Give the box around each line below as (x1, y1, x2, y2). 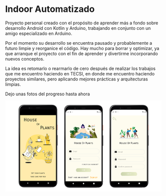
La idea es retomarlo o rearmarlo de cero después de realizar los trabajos (5, 65, 156, 71)
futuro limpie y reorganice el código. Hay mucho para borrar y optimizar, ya (5, 45, 160, 51)
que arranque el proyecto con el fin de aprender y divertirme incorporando (5, 51, 158, 57)
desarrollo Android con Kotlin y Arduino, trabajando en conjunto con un (5, 25, 151, 31)
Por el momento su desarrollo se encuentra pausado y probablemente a (5, 40, 153, 46)
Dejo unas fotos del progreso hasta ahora (5, 91, 90, 97)
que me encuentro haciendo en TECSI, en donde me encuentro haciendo (5, 70, 155, 76)
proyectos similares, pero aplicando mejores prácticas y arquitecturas (5, 76, 148, 82)
